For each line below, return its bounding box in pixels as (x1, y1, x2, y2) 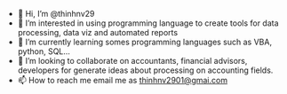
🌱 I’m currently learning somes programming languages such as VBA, (17, 36, 273, 47)
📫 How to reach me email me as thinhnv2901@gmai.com (17, 75, 228, 85)
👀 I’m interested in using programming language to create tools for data (17, 18, 279, 28)
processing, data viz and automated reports (17, 27, 179, 37)
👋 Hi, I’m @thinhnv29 (17, 9, 95, 19)
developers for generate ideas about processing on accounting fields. (17, 65, 274, 75)
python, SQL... (17, 46, 71, 57)
